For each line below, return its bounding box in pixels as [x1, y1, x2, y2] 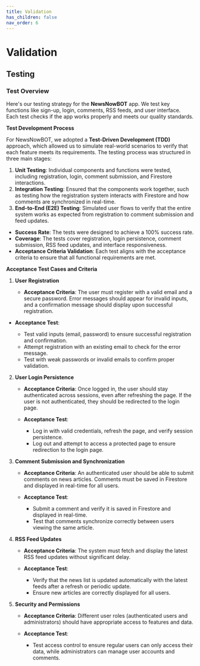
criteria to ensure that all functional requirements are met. [14, 254, 157, 261]
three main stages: [6, 155, 52, 162]
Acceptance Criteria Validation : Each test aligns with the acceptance [14, 248, 186, 255]
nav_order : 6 [6, 20, 39, 26]
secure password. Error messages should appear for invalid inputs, [23, 295, 189, 302]
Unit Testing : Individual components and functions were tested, [14, 167, 171, 174]
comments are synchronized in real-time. [14, 198, 116, 205]
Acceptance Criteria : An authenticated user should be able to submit [23, 470, 194, 477]
